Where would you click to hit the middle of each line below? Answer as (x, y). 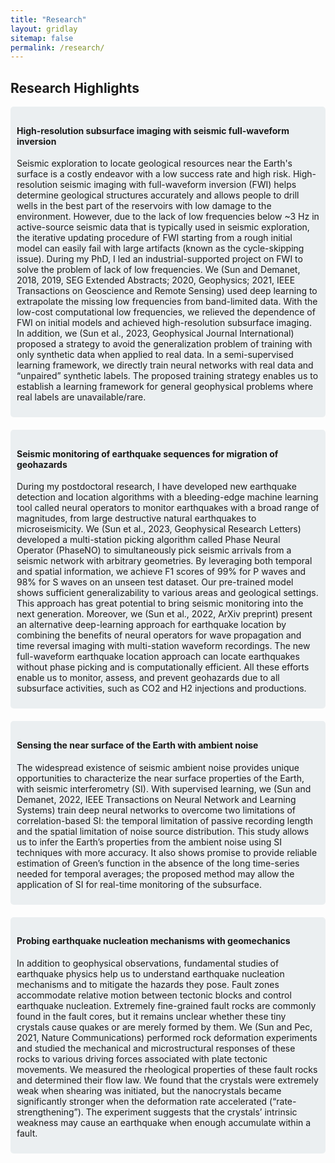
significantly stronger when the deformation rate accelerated (142, 1101)
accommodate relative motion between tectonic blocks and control (154, 995)
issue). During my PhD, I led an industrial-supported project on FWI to (159, 259)
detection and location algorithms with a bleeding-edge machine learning (167, 497)
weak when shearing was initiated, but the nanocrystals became (149, 1090)
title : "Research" (48, 19)
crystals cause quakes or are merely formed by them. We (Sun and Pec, (164, 1027)
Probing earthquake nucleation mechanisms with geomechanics (153, 941)
